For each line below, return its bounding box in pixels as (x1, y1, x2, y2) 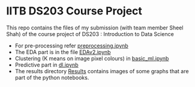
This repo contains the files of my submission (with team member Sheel (6, 24, 184, 31)
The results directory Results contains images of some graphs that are (14, 67, 189, 74)
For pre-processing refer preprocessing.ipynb (14, 42, 129, 49)
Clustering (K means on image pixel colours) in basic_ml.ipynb (14, 55, 169, 62)
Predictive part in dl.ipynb (14, 61, 79, 68)
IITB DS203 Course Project (6, 4, 143, 18)
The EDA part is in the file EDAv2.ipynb (14, 48, 111, 55)
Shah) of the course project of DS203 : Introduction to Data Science (6, 30, 174, 37)
